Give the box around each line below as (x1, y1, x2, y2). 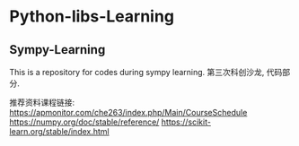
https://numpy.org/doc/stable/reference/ (9, 116, 160, 127)
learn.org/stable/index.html (9, 126, 110, 136)
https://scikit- (161, 116, 211, 127)
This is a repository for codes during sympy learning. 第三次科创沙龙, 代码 (9, 67, 283, 77)
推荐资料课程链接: (9, 97, 75, 107)
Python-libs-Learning (9, 6, 175, 27)
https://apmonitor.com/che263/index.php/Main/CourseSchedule (9, 107, 248, 117)
